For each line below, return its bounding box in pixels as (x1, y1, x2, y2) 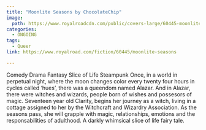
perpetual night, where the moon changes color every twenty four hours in (6, 77, 195, 85)
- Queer (12, 44, 32, 50)
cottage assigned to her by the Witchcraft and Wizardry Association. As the (6, 104, 197, 111)
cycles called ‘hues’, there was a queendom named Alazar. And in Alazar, (6, 84, 191, 91)
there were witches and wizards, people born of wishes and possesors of (6, 90, 192, 98)
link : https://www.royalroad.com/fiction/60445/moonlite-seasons (6, 49, 177, 55)
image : (6, 15, 23, 21)
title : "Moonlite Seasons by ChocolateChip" (6, 9, 122, 15)
